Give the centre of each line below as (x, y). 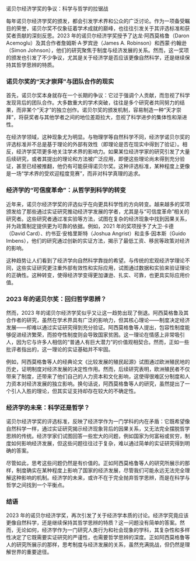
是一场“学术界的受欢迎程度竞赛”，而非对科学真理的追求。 (75, 174)
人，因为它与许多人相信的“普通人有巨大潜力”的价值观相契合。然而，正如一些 (98, 342)
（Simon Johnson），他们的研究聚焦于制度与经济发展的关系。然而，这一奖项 (98, 50)
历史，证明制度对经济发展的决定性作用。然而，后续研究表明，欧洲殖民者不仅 (98, 369)
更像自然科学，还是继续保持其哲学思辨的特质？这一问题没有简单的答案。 (93, 523)
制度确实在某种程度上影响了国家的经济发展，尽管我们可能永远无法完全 (100, 470)
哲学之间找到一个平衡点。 (37, 485)
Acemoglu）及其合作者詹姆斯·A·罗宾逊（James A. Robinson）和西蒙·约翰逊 (96, 43)
